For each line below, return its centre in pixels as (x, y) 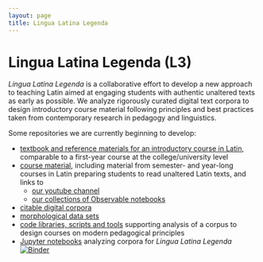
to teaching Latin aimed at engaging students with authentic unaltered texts (132, 93)
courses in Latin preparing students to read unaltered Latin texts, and (133, 174)
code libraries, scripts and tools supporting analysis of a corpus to (128, 225)
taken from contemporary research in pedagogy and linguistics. (112, 118)
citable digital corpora (56, 208)
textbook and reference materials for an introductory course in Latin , (132, 148)
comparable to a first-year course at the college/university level (124, 157)
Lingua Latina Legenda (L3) (100, 62)
